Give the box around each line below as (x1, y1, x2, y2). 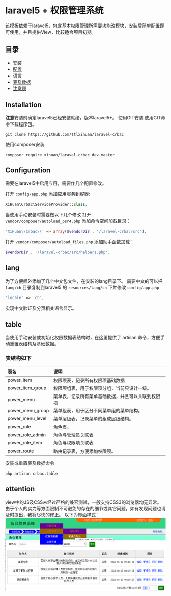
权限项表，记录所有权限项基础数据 (53, 377, 125, 383)
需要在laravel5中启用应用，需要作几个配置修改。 (5, 180, 107, 186)
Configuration (5, 166, 51, 175)
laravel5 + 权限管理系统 (5, 5, 104, 16)
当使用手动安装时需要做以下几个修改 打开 (5, 212, 92, 218)
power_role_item (7, 439, 42, 445)
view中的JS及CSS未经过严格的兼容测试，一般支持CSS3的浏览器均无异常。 (5, 499, 162, 505)
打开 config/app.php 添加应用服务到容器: (5, 191, 91, 197)
